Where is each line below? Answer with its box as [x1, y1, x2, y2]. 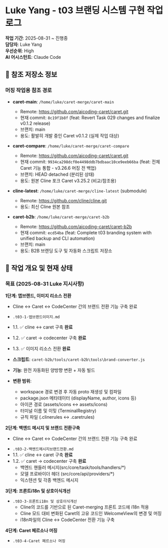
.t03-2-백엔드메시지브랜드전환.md [12, 447, 74, 452]
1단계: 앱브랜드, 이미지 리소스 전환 [5, 293, 72, 299]
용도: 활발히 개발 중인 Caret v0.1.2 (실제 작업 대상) [20, 132, 119, 138]
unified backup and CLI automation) [20, 235, 95, 241]
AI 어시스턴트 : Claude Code [5, 54, 61, 60]
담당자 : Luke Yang [5, 41, 42, 47]
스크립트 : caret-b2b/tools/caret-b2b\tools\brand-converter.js [12, 356, 145, 362]
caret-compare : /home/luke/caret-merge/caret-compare [12, 142, 130, 149]
